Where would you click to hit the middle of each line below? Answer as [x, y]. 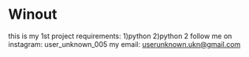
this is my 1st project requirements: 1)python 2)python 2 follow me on [120, 36]
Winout [33, 14]
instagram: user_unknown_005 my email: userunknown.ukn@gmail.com [124, 44]
